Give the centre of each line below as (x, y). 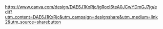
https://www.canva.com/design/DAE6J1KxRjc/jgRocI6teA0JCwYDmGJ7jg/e (81, 7)
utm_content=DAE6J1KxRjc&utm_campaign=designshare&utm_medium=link (81, 17)
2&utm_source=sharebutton (33, 22)
